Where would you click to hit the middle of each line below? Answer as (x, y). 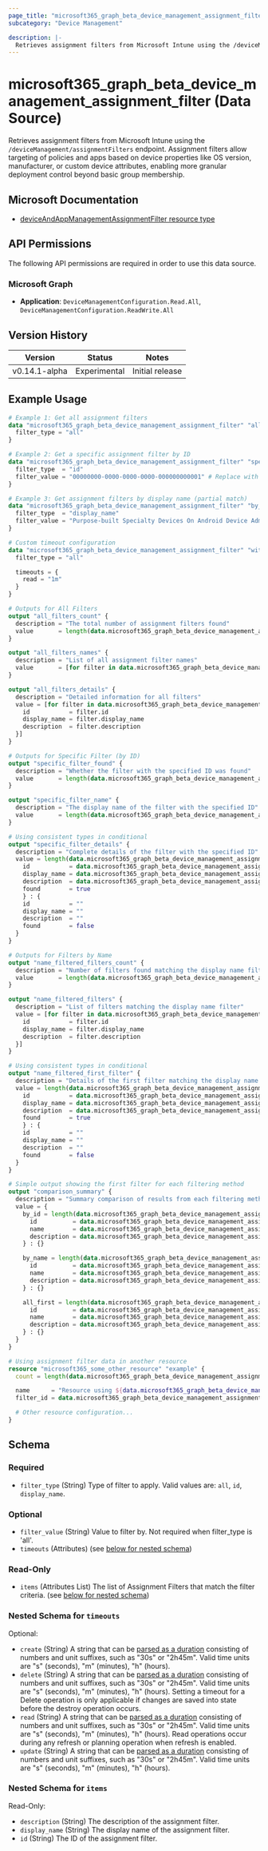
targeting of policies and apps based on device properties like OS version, (130, 157)
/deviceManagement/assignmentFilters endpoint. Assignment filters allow (128, 149)
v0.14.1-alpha (40, 371)
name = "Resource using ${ (69, 1391)
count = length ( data (49, 1376)
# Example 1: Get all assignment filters (78, 418)
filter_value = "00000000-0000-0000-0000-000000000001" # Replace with (137, 476)
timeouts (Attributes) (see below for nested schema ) (106, 1548)
